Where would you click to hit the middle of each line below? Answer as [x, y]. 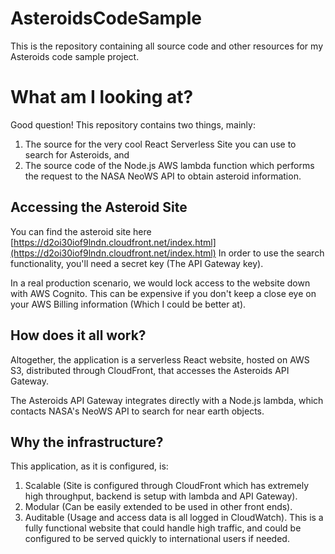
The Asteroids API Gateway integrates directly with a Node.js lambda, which [167, 400]
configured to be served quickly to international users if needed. [157, 539]
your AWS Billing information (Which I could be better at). [128, 304]
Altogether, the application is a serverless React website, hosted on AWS [160, 359]
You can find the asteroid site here [81, 231]
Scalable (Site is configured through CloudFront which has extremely [167, 486]
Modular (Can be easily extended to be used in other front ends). [158, 507]
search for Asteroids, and [77, 154]
